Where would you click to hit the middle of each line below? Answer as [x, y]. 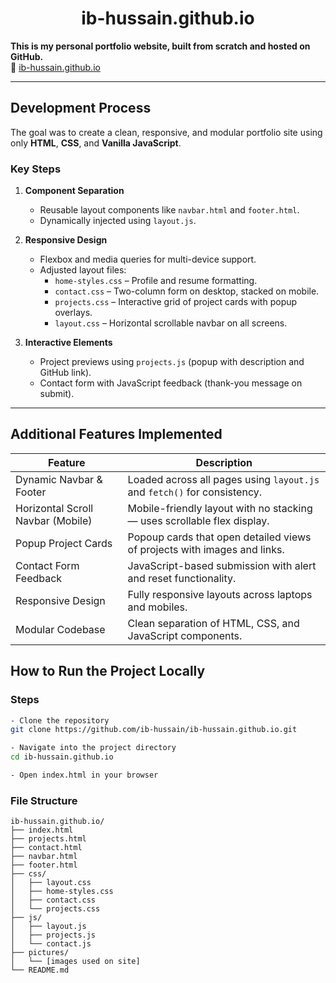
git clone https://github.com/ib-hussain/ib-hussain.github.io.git [154, 730]
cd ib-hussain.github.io [62, 757]
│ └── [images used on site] [75, 962]
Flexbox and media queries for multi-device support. [148, 259]
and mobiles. [157, 607]
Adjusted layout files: [83, 270]
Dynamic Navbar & [59, 479]
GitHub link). [65, 373]
